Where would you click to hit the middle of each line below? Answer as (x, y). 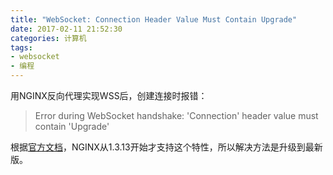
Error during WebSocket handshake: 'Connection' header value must (176, 115)
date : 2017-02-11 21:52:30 (66, 29)
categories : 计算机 (48, 38)
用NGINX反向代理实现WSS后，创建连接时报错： (109, 95)
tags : (21, 47)
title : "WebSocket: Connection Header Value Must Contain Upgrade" (154, 19)
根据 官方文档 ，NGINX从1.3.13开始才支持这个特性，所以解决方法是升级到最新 (166, 147)
